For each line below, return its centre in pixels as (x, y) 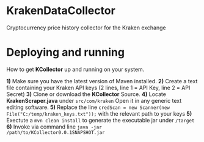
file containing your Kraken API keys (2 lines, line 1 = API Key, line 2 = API (98, 88)
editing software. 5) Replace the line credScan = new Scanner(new (88, 107)
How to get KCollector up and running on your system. (75, 69)
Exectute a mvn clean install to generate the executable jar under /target (100, 120)
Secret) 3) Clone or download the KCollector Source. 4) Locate (86, 94)
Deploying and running (66, 52)
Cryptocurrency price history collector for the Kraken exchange (86, 28)
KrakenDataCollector (61, 11)
